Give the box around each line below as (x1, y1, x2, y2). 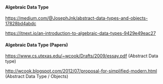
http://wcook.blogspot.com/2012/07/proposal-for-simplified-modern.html (5, 68, 157, 74)
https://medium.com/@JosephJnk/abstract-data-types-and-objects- (5, 15, 148, 21)
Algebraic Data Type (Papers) (5, 42, 68, 48)
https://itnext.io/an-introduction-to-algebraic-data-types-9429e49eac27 (5, 30, 156, 36)
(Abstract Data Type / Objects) (5, 73, 69, 79)
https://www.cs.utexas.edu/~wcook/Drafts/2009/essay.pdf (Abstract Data (5, 53, 158, 59)
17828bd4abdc (5, 21, 37, 27)
